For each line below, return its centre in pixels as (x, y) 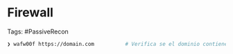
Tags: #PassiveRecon (38, 31)
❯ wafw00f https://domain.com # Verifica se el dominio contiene (118, 44)
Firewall (31, 13)
